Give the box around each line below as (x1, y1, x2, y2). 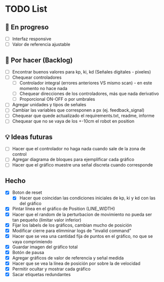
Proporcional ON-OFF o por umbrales (19, 96, 95, 102)
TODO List (5, 3, 47, 15)
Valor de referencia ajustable (12, 42, 70, 47)
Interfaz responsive (12, 36, 51, 42)
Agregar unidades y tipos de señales (12, 102, 87, 108)
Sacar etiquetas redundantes (12, 272, 71, 278)
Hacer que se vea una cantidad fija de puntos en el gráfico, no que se (12, 233, 153, 239)
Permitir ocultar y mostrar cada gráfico (12, 266, 91, 272)
